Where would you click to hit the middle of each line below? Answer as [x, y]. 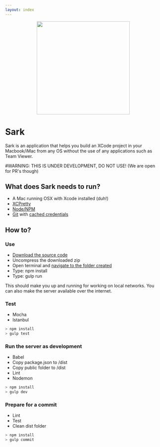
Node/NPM [24, 209]
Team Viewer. [19, 156]
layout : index [20, 10]
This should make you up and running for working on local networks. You [80, 286]
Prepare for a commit [31, 405]
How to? [18, 230]
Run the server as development [44, 347]
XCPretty [22, 204]
